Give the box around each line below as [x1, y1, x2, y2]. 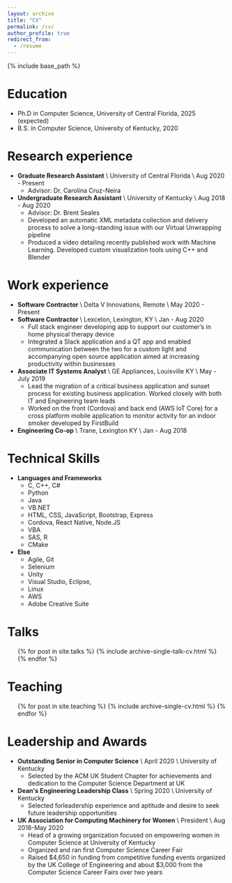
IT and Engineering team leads [27, 397, 116, 405]
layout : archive [7, 10, 54, 17]
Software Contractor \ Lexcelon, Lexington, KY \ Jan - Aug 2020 [17, 315, 204, 323]
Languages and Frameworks [17, 473, 102, 482]
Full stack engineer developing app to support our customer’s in [27, 322, 211, 331]
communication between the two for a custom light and [27, 344, 187, 353]
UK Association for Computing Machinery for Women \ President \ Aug [17, 816, 226, 824]
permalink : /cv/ [7, 23, 54, 30]
